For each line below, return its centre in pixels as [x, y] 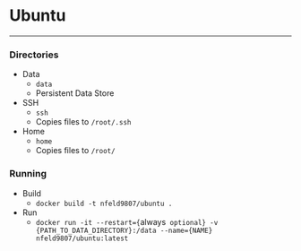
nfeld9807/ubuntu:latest [82, 238]
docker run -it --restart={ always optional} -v [127, 221]
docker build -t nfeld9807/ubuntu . [104, 203]
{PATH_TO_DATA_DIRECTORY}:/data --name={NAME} [124, 230]
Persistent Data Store [75, 93]
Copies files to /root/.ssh [83, 122]
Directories [34, 55]
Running [28, 174]
